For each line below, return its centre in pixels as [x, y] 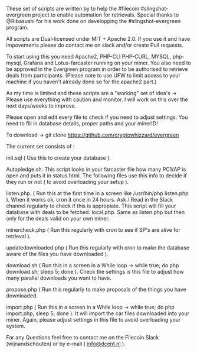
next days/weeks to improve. [41, 106]
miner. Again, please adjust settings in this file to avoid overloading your [93, 320]
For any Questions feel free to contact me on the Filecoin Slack [83, 337]
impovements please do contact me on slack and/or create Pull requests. [95, 45]
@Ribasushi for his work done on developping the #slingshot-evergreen [93, 21]
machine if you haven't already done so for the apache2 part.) [81, 82]
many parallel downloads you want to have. [59, 278]
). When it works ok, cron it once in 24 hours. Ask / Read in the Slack [89, 200]
